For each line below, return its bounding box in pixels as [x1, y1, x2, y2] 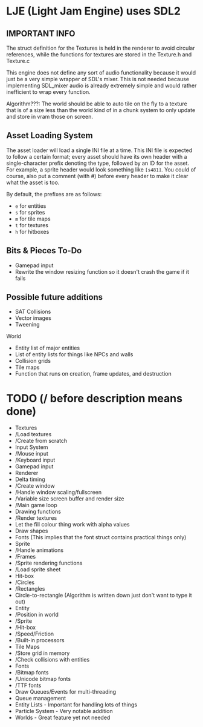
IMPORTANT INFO [6, 28, 76, 39]
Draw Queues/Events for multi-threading [14, 688, 117, 695]
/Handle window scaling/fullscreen [14, 489, 102, 496]
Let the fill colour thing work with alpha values [14, 521, 130, 528]
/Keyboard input [14, 456, 56, 464]
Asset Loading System [6, 130, 93, 141]
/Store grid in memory [14, 649, 70, 657]
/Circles [14, 579, 35, 586]
